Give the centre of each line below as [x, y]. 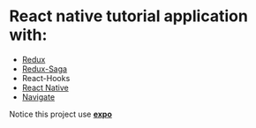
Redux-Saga [45, 69]
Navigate [38, 97]
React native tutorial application [129, 16]
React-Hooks [46, 78]
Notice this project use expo [61, 114]
